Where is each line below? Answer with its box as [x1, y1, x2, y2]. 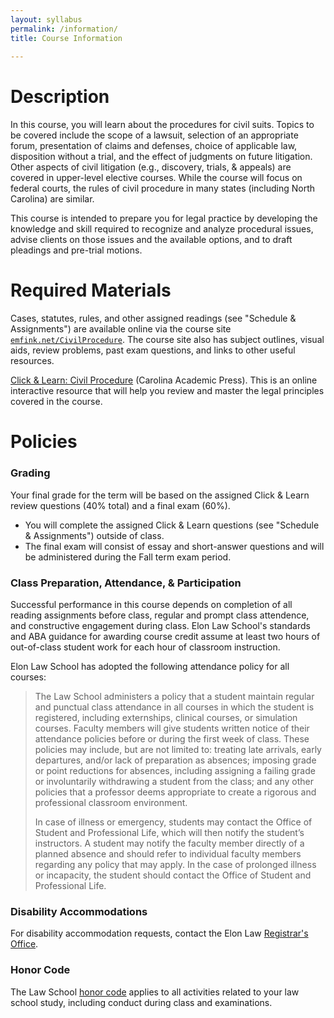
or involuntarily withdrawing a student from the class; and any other [34, 775, 315, 787]
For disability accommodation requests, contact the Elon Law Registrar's [10, 927, 309, 940]
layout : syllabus [10, 14, 83, 25]
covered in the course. [10, 396, 103, 408]
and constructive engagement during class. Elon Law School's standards [10, 619, 311, 631]
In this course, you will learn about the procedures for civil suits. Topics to [10, 119, 315, 131]
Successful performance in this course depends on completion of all [10, 598, 293, 610]
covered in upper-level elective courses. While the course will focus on [10, 172, 303, 184]
